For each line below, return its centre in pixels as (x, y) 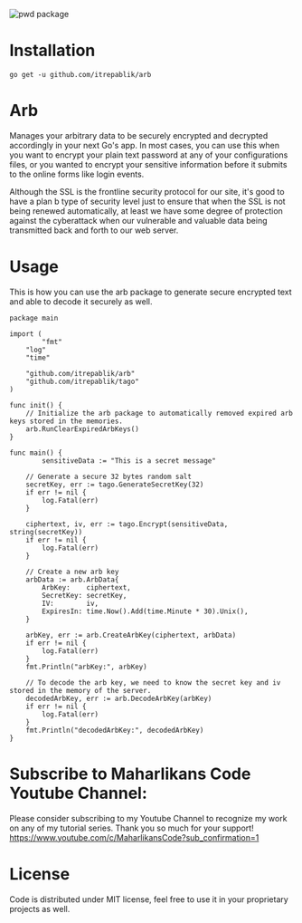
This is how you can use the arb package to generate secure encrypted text (151, 292)
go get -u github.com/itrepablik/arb (80, 74)
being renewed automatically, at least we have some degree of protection (146, 211)
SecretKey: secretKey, (85, 595)
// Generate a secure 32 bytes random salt (109, 476)
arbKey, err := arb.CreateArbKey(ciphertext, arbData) (131, 635)
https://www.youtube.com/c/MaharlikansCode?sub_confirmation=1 (134, 837)
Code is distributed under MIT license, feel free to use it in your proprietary (149, 899)
